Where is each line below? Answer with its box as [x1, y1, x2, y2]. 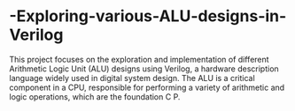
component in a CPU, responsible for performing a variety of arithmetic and [9, 82, 285, 92]
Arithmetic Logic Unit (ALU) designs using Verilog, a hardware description [9, 63, 279, 74]
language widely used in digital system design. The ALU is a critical [9, 72, 255, 83]
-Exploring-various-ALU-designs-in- [9, 6, 287, 26]
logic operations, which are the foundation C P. [9, 91, 181, 102]
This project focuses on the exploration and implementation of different [9, 54, 269, 64]
